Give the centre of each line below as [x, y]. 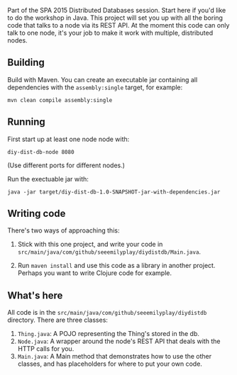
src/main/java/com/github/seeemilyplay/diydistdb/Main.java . [109, 252]
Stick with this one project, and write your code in [90, 245]
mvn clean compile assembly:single [60, 100]
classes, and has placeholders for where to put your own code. [110, 364]
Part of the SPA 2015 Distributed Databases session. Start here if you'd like [117, 10]
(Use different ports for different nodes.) [66, 165]
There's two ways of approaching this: [64, 230]
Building [26, 63]
